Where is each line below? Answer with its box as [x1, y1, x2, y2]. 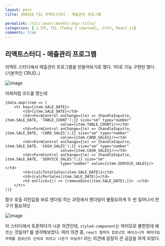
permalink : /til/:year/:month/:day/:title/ [5, 21, 96, 26]
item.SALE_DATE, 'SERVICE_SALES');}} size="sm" [5, 157, 105, 162]
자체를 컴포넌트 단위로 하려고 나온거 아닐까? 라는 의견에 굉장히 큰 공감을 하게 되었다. [5, 235, 161, 241]
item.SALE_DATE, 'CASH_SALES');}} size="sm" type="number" [5, 144, 129, 149]
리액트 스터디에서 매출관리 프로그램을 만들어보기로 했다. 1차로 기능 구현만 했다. [5, 64, 156, 70]
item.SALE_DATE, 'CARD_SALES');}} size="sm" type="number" [5, 130, 129, 136]
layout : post [5, 7, 32, 12]
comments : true [5, 30, 37, 35]
